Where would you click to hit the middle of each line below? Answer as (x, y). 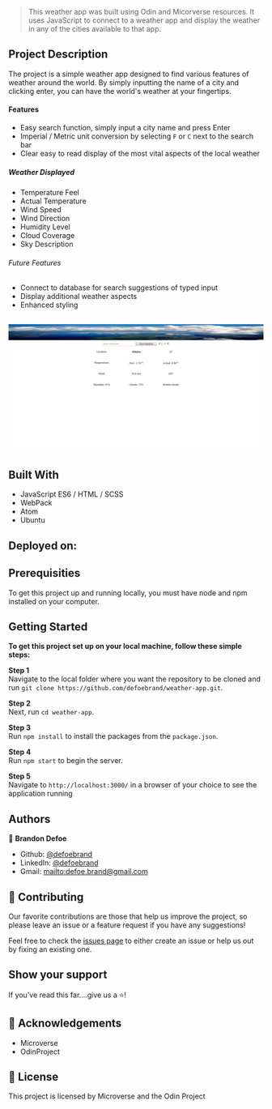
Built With (34, 474)
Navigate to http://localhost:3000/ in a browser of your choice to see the (133, 785)
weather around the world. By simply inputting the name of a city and (124, 82)
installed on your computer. (54, 601)
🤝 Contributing (46, 897)
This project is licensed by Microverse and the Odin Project (107, 1096)
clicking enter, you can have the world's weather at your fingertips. (120, 91)
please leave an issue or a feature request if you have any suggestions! (127, 925)
